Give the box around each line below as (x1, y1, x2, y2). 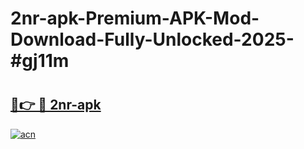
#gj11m (10, 50, 70, 72)
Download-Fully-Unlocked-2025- (10, 28, 295, 51)
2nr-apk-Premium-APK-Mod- (10, 7, 260, 30)
